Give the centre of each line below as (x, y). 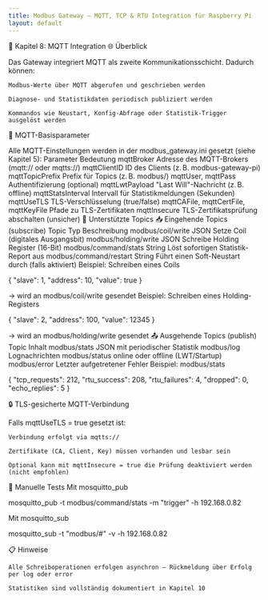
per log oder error (41, 574)
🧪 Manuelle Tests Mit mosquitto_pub (68, 487)
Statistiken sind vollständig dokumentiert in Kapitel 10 (107, 588)
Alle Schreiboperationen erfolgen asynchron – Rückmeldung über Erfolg (130, 567)
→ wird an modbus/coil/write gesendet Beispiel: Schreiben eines (115, 295)
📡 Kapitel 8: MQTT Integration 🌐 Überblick (78, 46)
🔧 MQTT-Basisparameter (49, 135)
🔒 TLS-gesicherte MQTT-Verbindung (69, 404)
